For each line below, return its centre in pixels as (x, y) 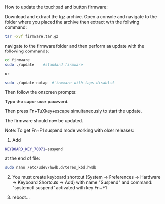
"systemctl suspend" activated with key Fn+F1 (59, 188)
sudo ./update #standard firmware (44, 65)
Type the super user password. (37, 102)
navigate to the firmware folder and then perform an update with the (75, 46)
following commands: (27, 51)
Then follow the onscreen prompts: (41, 92)
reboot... (21, 197)
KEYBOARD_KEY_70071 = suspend (34, 149)
